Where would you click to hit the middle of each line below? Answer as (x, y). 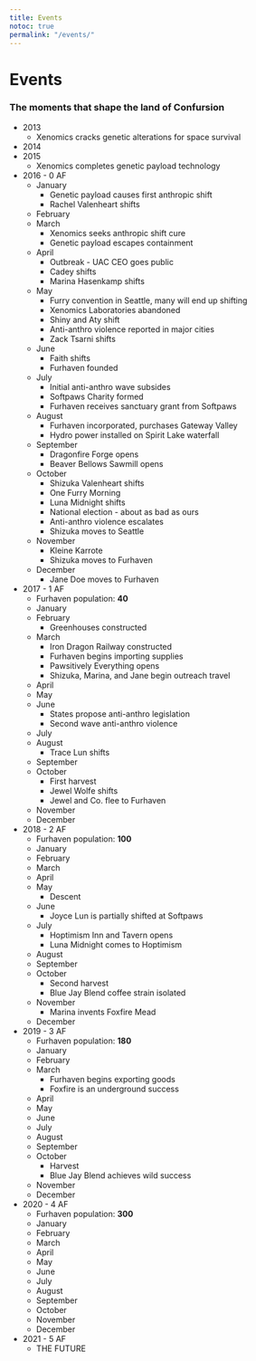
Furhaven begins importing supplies (116, 656)
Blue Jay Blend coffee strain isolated (118, 993)
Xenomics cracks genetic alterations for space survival (138, 137)
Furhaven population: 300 (85, 1213)
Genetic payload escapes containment (121, 243)
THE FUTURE (61, 1348)
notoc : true (32, 26)
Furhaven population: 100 (84, 839)
